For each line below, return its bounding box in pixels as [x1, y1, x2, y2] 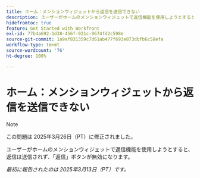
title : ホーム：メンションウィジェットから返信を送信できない [6, 8, 140, 15]
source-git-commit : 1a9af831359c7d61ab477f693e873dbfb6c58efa [6, 36, 164, 42]
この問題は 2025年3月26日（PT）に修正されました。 [6, 133, 136, 140]
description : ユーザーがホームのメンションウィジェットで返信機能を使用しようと [6, 14, 183, 20]
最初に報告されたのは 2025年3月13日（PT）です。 [6, 165, 129, 173]
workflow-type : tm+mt [6, 42, 60, 48]
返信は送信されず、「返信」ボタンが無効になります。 [6, 153, 133, 160]
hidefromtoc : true [6, 20, 52, 26]
